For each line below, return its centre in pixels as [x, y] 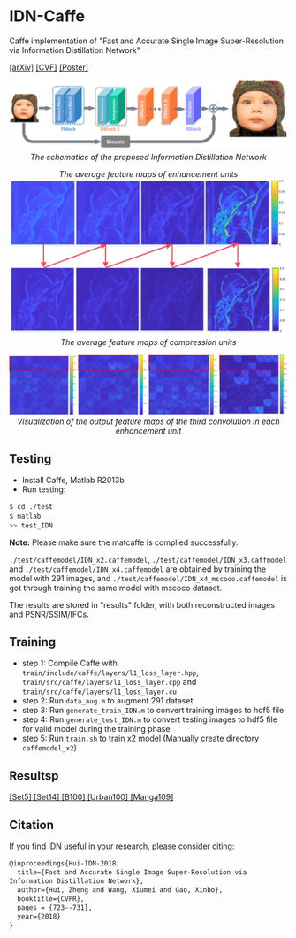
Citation [32, 825]
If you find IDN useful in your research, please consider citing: [122, 846]
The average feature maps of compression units [148, 342]
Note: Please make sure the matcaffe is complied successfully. [124, 542]
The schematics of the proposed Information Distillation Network [148, 158]
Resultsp [34, 776]
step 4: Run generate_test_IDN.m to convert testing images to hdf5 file [150, 719]
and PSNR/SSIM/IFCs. [49, 614]
